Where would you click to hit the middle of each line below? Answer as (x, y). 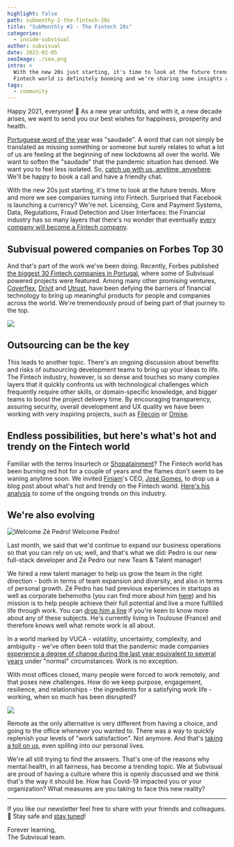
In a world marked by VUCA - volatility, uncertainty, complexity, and (104, 639)
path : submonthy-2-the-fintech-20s (59, 20)
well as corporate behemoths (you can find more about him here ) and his (112, 596)
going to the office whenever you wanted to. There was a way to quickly (111, 731)
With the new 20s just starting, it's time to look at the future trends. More (111, 190)
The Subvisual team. (37, 837)
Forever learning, (32, 830)
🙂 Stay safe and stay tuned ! (47, 816)
